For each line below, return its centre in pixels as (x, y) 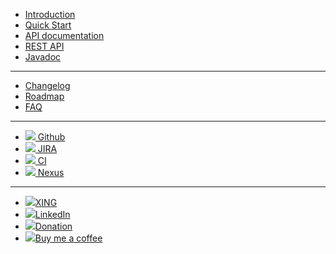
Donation (53, 226)
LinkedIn (52, 214)
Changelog (47, 85)
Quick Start (48, 25)
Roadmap (44, 96)
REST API (44, 46)
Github (51, 137)
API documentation (64, 35)
